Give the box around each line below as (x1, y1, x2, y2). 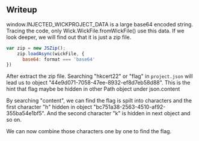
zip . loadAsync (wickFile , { (17, 50, 85, 56)
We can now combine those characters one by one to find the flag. (6, 128, 172, 135)
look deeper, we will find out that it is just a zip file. (6, 33, 132, 41)
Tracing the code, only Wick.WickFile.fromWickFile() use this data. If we (6, 27, 185, 34)
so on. (6, 116, 22, 124)
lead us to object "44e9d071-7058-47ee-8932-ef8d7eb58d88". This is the (6, 79, 191, 86)
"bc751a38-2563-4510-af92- (93, 103, 166, 110)
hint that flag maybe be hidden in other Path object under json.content (6, 85, 180, 92)
